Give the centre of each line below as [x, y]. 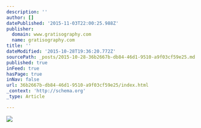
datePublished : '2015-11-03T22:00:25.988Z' [63, 23]
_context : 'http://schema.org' [46, 91]
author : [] [20, 18]
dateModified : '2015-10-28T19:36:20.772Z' [61, 52]
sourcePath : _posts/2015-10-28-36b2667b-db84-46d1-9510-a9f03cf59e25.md [101, 57]
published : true [27, 62]
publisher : [20, 29]
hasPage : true [24, 74]
